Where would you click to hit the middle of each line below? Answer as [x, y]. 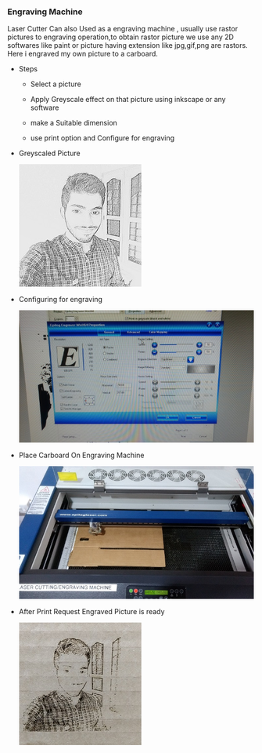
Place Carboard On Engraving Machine [81, 455]
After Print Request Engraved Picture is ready [92, 611]
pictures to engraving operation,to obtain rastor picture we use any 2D [120, 37]
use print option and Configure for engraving [102, 138]
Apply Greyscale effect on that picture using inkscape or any [128, 100]
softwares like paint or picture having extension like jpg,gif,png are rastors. [127, 45]
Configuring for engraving [61, 300]
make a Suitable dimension [74, 123]
